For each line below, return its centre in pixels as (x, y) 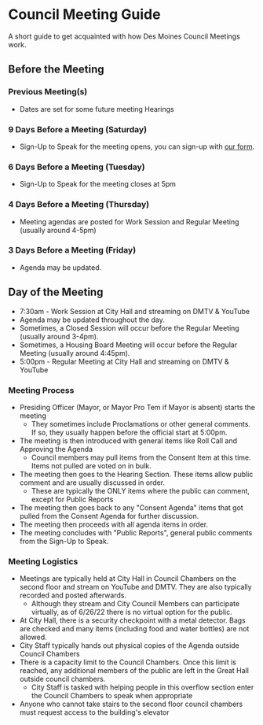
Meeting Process (41, 390)
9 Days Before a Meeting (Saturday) (78, 129)
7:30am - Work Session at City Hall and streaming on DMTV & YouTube (134, 311)
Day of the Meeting (56, 292)
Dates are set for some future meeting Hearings (97, 109)
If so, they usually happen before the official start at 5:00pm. (129, 432)
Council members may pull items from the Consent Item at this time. (141, 457)
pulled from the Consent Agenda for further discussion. (109, 516)
